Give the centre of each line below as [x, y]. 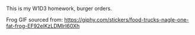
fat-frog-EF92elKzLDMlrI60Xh [43, 26]
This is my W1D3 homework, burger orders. [59, 8]
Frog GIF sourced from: [35, 20]
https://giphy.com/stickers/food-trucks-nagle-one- [127, 20]
